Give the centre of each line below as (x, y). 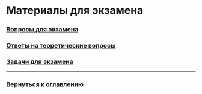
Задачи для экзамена (40, 61)
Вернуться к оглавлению (45, 84)
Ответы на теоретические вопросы (61, 46)
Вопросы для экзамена (42, 30)
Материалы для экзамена (75, 11)
